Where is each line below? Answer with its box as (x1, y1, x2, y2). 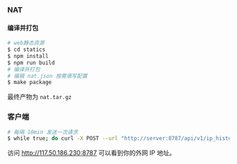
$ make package (7, 79, 52, 86)
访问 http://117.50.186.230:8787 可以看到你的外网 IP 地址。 (7, 148, 176, 157)
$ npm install (7, 52, 49, 59)
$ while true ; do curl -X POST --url (7, 135, 119, 142)
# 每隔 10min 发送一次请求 (7, 129, 78, 136)
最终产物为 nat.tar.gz (7, 93, 72, 101)
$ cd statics (7, 46, 46, 53)
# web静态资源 (7, 40, 44, 47)
